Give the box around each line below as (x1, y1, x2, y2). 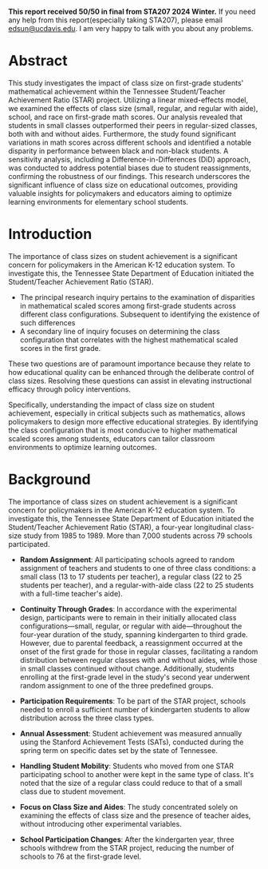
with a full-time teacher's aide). (19, 588, 124, 598)
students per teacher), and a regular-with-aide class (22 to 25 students (19, 580, 254, 590)
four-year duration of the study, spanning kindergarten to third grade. (19, 629, 249, 639)
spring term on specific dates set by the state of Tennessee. (19, 745, 218, 755)
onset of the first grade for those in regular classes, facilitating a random (19, 647, 258, 656)
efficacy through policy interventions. (8, 384, 132, 394)
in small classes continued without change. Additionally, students (19, 664, 235, 673)
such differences (19, 317, 76, 327)
